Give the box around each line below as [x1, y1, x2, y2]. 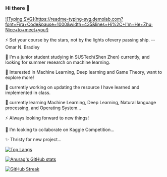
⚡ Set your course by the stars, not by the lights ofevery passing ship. [5, 37, 150, 43]
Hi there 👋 [5, 5, 30, 12]
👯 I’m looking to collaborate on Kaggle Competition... [5, 126, 115, 133]
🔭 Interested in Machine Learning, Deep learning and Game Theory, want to [5, 69, 162, 75]
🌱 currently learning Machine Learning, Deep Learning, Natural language [5, 100, 156, 106]
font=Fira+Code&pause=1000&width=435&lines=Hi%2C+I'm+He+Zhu [5, 21, 151, 27]
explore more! [5, 74, 34, 80]
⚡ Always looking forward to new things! [5, 115, 89, 121]
